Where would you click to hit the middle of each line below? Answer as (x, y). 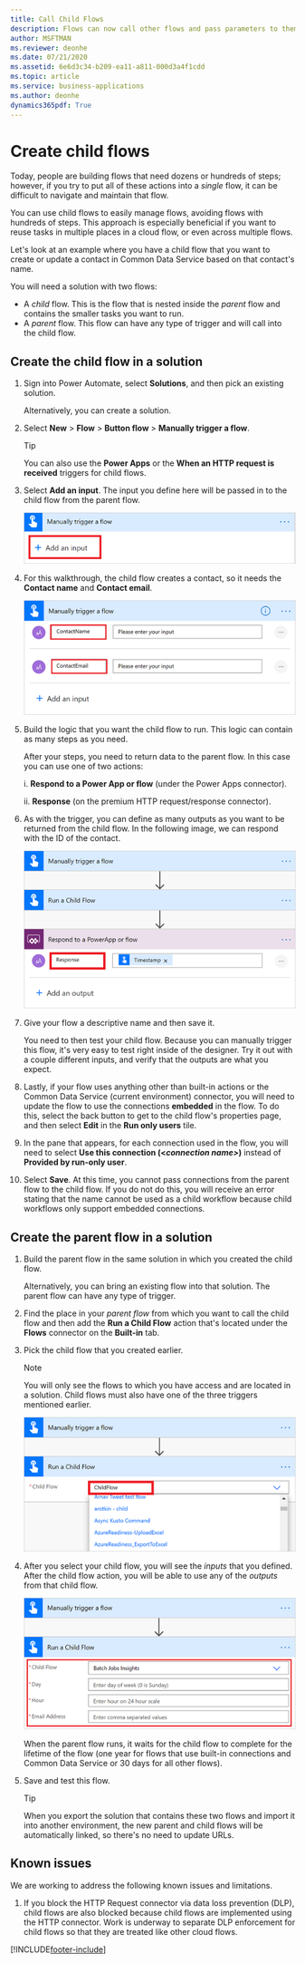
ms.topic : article (45, 77)
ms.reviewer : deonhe (49, 48)
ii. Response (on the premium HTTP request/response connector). (147, 801)
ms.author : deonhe (45, 95)
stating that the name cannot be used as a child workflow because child (157, 1199)
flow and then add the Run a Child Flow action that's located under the (155, 1323)
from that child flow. (61, 1585)
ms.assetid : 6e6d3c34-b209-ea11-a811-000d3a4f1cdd (108, 67)
